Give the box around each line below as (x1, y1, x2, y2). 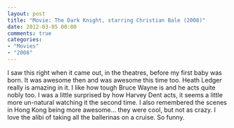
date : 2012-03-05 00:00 (7, 23, 77, 30)
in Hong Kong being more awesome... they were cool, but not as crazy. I (7, 106, 216, 114)
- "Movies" (7, 43, 39, 50)
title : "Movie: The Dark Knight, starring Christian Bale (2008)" (7, 17, 206, 24)
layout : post (7, 10, 46, 17)
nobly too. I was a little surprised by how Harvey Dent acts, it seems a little (7, 90, 223, 99)
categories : (7, 36, 42, 43)
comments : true (7, 29, 52, 37)
